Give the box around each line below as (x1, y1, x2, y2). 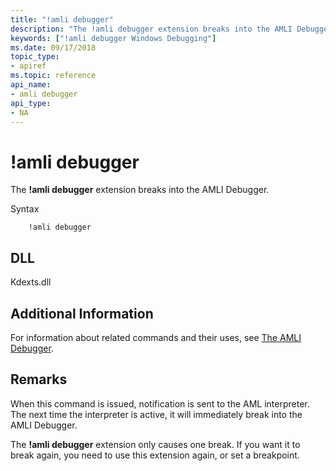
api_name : (10, 80, 52, 90)
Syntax (10, 203, 40, 215)
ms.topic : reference (10, 71, 97, 81)
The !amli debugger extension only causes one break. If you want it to (10, 438, 301, 450)
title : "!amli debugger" (10, 14, 114, 25)
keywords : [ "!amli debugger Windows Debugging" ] (10, 33, 217, 43)
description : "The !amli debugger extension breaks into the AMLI (10, 24, 293, 34)
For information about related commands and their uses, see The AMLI (10, 331, 302, 343)
